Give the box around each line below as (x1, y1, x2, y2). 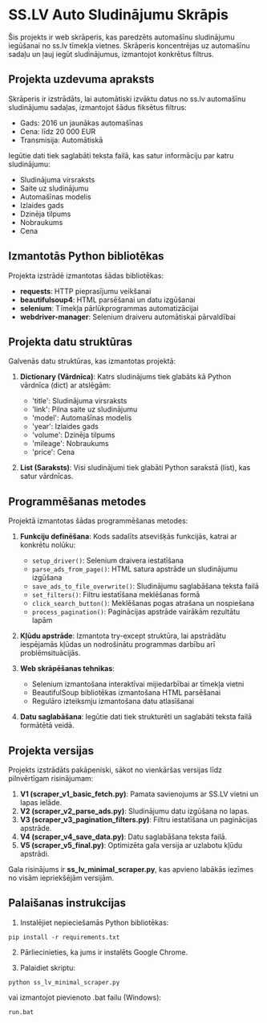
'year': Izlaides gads (31, 422, 99, 432)
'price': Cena (31, 448, 75, 457)
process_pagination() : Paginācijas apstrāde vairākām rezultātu (31, 607, 241, 616)
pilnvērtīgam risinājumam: (8, 774, 94, 783)
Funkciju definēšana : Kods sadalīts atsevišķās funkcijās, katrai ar (19, 532, 237, 542)
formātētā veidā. (19, 721, 75, 730)
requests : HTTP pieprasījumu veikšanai (19, 286, 152, 296)
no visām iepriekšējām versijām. (8, 874, 115, 882)
